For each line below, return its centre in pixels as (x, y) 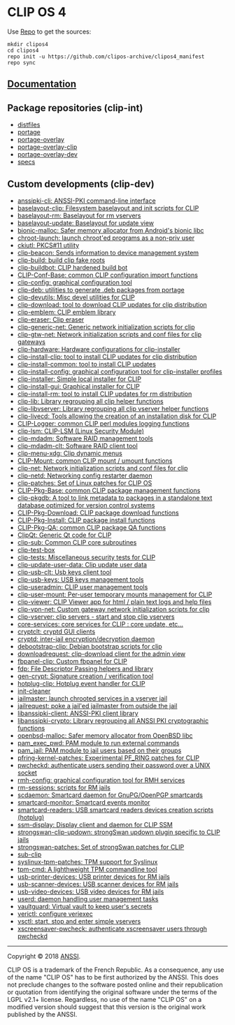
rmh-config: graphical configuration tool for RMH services (101, 780)
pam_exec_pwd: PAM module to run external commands (98, 743)
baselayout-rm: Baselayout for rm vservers (79, 215)
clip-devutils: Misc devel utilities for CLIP (76, 297)
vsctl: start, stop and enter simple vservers (79, 921)
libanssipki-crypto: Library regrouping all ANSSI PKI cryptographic (113, 720)
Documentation (42, 84)
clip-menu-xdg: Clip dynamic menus (70, 453)
